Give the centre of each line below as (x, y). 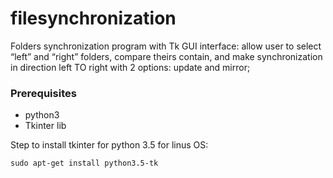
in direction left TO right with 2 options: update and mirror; (130, 67)
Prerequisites (43, 93)
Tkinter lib (45, 126)
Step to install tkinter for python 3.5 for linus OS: (109, 145)
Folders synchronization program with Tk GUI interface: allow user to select (166, 46)
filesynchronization (93, 18)
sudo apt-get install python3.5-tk (84, 163)
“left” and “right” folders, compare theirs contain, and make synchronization (166, 56)
